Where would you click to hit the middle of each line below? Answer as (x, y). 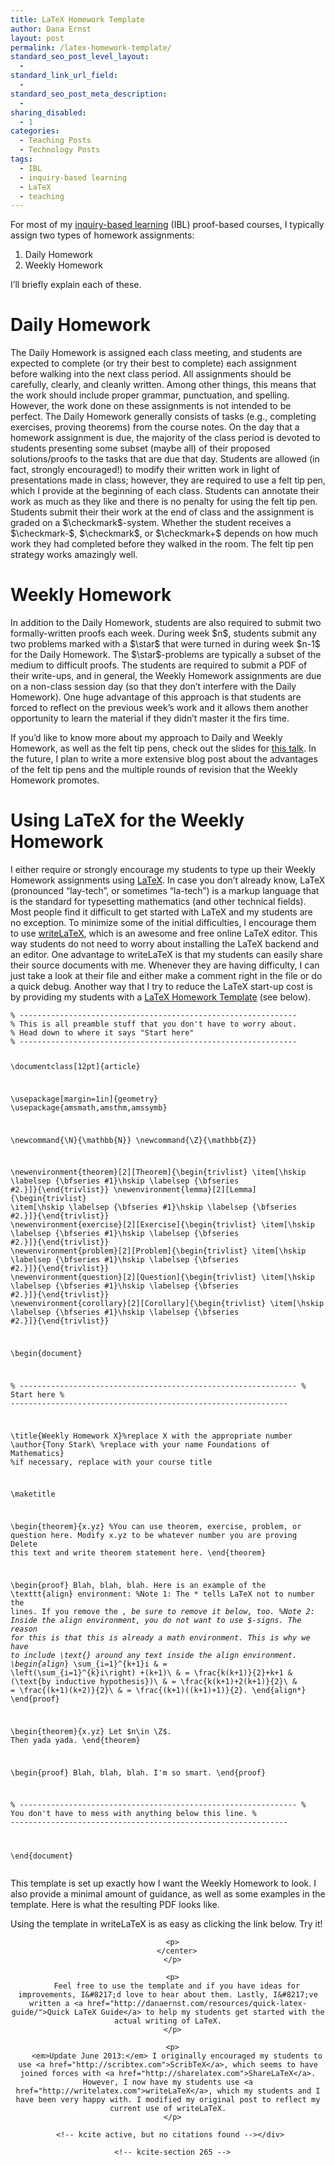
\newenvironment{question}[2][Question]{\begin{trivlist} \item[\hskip (162, 1277)
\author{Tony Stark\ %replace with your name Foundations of (140, 1444)
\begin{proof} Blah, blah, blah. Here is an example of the (138, 1585)
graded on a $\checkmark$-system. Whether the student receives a (151, 523)
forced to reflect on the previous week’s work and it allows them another (159, 708)
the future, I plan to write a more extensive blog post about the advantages (164, 759)
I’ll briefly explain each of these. (76, 285)
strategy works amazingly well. (74, 555)
